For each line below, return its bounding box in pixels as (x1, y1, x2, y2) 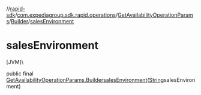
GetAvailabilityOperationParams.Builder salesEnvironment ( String (6, 76, 164, 83)
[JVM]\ (6, 58, 24, 65)
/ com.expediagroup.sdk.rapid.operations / (14, 11, 118, 19)
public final (6, 70, 34, 77)
